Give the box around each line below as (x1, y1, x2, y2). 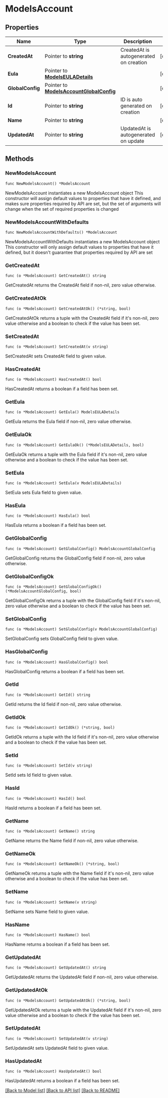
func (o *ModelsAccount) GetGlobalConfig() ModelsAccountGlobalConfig (5, 546, 155, 551)
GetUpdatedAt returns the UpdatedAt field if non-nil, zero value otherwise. (5, 974, 158, 980)
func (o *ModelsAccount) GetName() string (5, 829, 95, 834)
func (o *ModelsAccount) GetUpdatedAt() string (5, 965, 106, 970)
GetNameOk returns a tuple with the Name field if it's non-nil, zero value (5, 870, 154, 876)
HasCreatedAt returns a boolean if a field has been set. (5, 386, 118, 392)
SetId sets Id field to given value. (5, 772, 72, 778)
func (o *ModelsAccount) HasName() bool (5, 932, 91, 938)
